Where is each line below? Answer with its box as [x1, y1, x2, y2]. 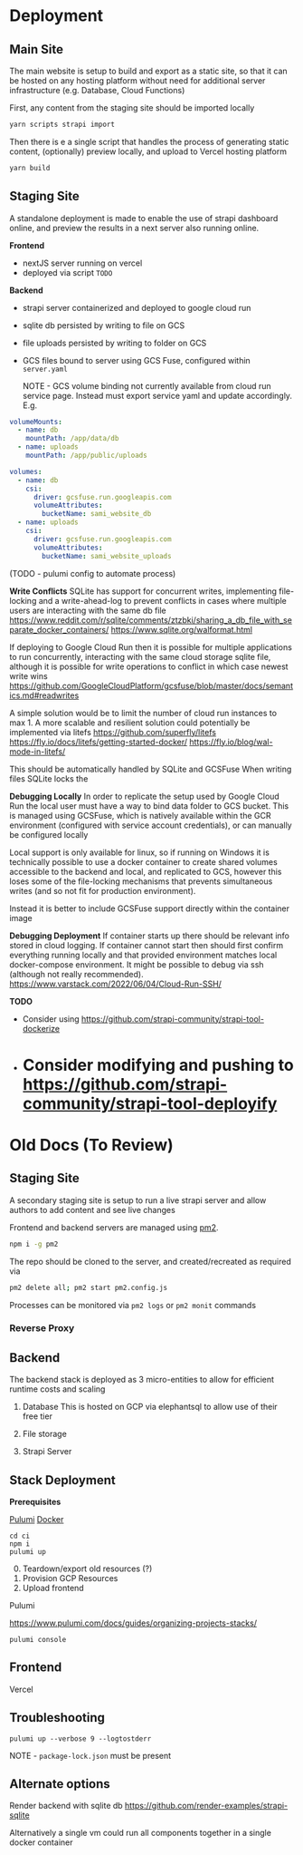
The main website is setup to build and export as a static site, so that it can [9, 65, 288, 76]
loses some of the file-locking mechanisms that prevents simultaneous [9, 876, 273, 887]
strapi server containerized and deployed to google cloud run [22, 302, 251, 313]
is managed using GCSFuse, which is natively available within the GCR [9, 810, 271, 821]
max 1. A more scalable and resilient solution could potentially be [9, 717, 251, 728]
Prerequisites [9, 1497, 62, 1508]
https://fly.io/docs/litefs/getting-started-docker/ [9, 736, 188, 747]
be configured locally [9, 829, 89, 840]
